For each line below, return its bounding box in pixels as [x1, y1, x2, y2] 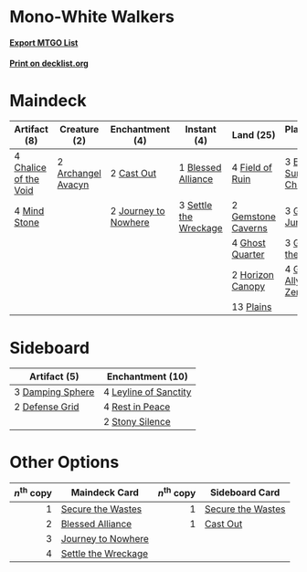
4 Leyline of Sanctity [103, 386, 192, 398]
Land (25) [231, 129, 276, 142]
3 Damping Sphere [14, 386, 95, 398]
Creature [58, 123, 100, 136]
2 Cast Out [110, 167, 157, 180]
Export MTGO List [9, 37, 79, 48]
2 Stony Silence [103, 416, 171, 429]
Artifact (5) [28, 370, 79, 383]
